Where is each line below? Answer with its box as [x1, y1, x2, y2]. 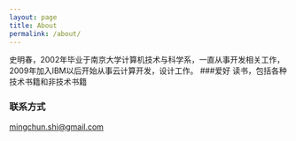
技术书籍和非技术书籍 [9, 77, 87, 87]
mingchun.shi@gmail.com [9, 121, 105, 132]
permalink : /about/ [9, 29, 82, 38]
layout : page [9, 12, 58, 22]
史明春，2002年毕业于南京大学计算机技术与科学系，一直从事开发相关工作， [9, 55, 285, 65]
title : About [9, 21, 58, 30]
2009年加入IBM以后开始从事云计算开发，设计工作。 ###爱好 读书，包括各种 [9, 65, 287, 76]
